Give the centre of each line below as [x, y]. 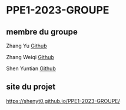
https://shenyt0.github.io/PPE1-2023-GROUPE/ [63, 101]
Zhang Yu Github [26, 46]
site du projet [31, 87]
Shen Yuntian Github [31, 68]
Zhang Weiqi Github [30, 57]
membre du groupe [42, 32]
